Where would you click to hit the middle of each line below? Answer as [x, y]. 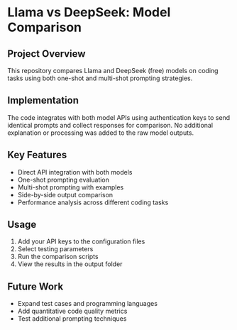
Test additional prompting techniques [72, 319]
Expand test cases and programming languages [88, 304]
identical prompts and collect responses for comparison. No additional [110, 125]
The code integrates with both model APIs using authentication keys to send [119, 117]
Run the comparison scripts [58, 257]
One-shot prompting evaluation [64, 180]
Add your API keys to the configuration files [81, 241]
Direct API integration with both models [75, 172]
